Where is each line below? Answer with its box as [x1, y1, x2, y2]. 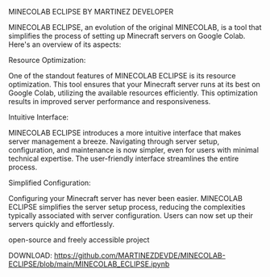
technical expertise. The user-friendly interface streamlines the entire [8, 153, 239, 163]
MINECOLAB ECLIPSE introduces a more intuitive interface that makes [8, 128, 242, 137]
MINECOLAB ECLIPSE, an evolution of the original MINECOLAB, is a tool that [8, 23, 262, 31]
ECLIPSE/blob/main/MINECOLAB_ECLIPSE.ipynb [8, 259, 170, 269]
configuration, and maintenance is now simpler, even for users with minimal [8, 145, 260, 154]
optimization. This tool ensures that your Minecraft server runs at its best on [8, 80, 260, 89]
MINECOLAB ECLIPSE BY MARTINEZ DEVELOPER [8, 7, 174, 16]
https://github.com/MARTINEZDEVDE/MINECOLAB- [53, 250, 226, 260]
